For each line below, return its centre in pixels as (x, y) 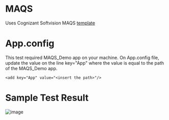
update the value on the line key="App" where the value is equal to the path (85, 63)
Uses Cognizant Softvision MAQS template (50, 23)
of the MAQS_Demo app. (31, 68)
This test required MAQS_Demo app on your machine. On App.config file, (82, 57)
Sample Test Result (47, 98)
